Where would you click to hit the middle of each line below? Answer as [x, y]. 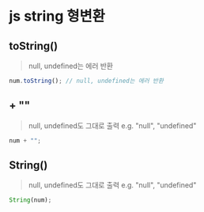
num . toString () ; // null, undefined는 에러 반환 [87, 81]
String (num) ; [30, 200]
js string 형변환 [57, 16]
